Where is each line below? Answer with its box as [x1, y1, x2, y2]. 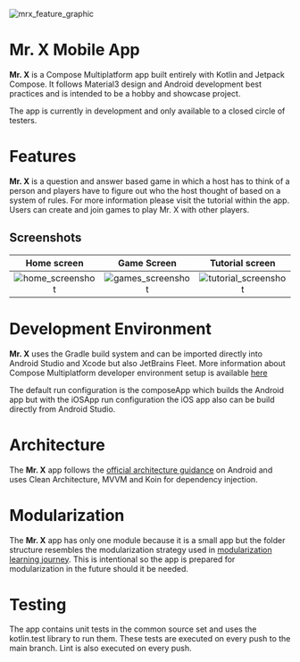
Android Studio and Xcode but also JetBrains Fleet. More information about [9, 357, 286, 368]
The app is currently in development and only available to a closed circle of [9, 105, 286, 116]
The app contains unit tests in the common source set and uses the [9, 624, 257, 634]
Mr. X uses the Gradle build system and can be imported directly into [9, 348, 263, 359]
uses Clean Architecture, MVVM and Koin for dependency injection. [9, 473, 258, 484]
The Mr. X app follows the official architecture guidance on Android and [9, 465, 273, 475]
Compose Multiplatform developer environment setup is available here [9, 367, 268, 378]
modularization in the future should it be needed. [9, 563, 189, 574]
